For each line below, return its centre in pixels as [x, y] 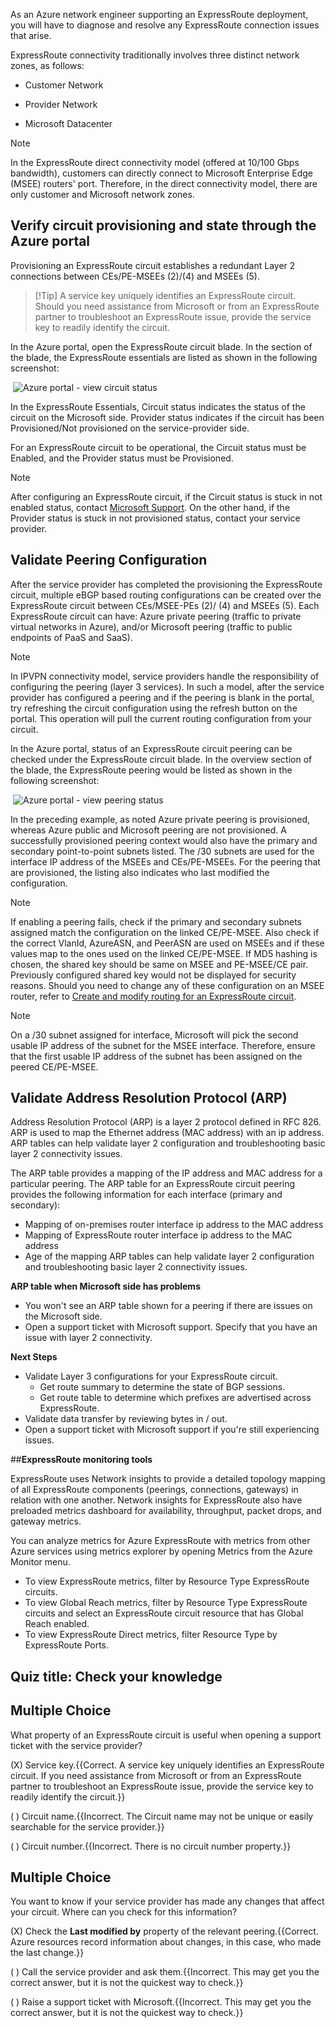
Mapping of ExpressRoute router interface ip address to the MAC [158, 1235]
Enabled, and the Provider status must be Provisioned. [122, 458]
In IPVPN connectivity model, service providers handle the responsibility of [165, 676]
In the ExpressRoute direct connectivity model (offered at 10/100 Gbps [155, 162]
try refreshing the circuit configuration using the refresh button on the [154, 708]
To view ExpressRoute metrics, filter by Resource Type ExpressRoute [167, 1581]
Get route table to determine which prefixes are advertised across [175, 1398]
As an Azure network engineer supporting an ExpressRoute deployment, [159, 14]
